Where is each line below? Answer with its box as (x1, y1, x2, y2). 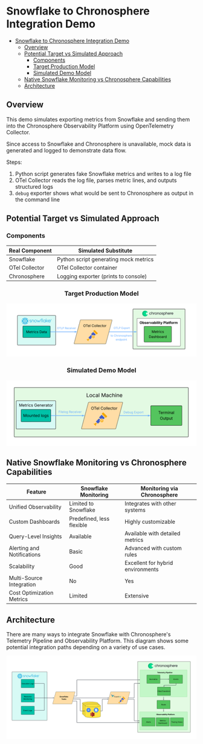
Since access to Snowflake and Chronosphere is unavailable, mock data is (6, 140, 192, 148)
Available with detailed (124, 529, 181, 537)
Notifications (8, 551, 41, 558)
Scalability (8, 563, 35, 570)
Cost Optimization (8, 589, 54, 596)
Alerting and (8, 544, 39, 552)
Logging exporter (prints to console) (57, 272, 147, 279)
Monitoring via (140, 485, 178, 492)
